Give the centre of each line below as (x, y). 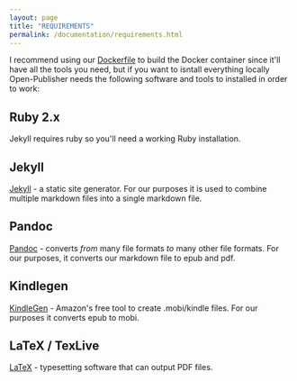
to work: (25, 89)
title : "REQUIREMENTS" (52, 26)
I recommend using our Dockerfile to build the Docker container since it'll (145, 60)
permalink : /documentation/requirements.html (96, 34)
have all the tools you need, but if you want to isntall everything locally (139, 69)
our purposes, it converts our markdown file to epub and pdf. (122, 258)
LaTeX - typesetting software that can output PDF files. (111, 367)
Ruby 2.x (35, 117)
